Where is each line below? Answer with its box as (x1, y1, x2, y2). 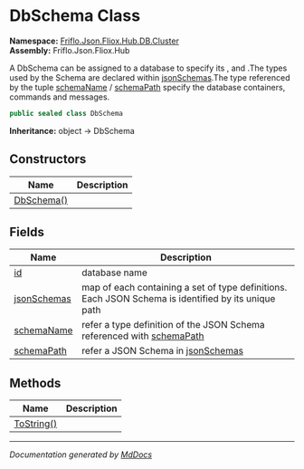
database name (81, 266, 147, 279)
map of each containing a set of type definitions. (81, 282, 288, 294)
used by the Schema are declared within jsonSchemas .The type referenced (9, 72, 290, 82)
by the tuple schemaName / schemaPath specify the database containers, (9, 81, 286, 92)
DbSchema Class (9, 5, 141, 26)
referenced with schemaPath (81, 330, 204, 342)
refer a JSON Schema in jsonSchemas (81, 345, 244, 358)
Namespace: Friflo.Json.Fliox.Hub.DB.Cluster (9, 35, 179, 46)
